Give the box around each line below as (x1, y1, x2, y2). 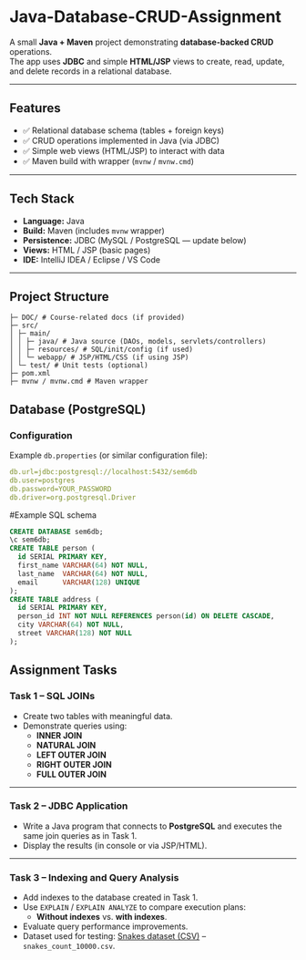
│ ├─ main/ (9, 329, 51, 338)
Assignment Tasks (9, 663, 117, 678)
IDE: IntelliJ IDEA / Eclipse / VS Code (22, 253, 161, 265)
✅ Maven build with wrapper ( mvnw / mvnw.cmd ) (22, 155, 194, 166)
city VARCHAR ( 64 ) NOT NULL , (17, 620, 125, 630)
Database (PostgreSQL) (9, 401, 147, 417)
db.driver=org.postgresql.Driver (9, 492, 137, 502)
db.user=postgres (9, 476, 76, 485)
